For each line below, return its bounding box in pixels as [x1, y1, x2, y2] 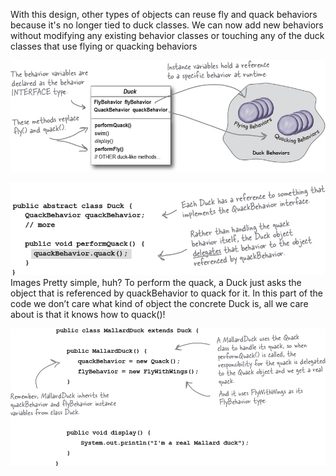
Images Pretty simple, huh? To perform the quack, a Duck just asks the [10, 277, 302, 289]
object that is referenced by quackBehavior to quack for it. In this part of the [10, 287, 323, 299]
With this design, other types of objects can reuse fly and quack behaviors [10, 9, 318, 20]
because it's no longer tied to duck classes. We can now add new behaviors [10, 19, 324, 31]
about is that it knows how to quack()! [10, 309, 166, 321]
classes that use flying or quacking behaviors [10, 40, 198, 52]
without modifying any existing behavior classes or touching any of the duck [10, 30, 325, 41]
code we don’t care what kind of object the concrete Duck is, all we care [10, 298, 309, 310]
